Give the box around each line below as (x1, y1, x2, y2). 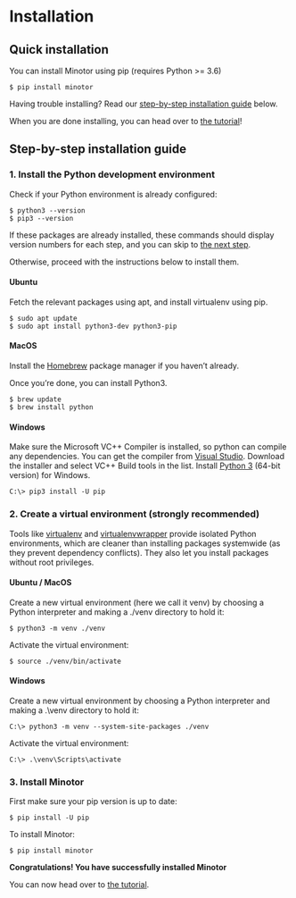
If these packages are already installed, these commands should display (9, 230, 275, 240)
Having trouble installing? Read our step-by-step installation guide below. (9, 98, 278, 109)
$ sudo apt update (9, 314, 78, 323)
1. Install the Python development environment (9, 168, 216, 180)
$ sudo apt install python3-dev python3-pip (9, 322, 177, 331)
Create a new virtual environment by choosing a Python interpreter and (9, 695, 270, 706)
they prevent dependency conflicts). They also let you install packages (9, 547, 269, 558)
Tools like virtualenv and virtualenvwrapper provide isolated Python (9, 528, 257, 539)
